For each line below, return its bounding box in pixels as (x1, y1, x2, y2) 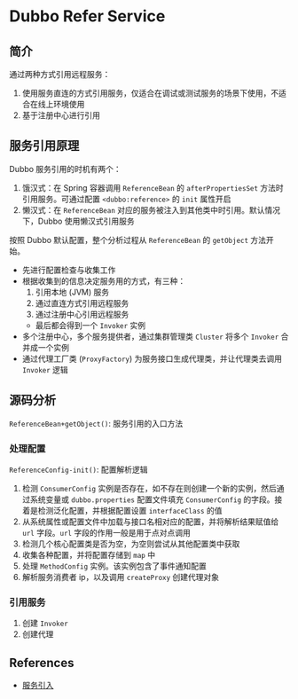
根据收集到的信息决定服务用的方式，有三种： (21, 275, 186, 286)
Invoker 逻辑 (21, 364, 68, 374)
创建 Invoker (21, 618, 68, 629)
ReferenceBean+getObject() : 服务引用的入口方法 (9, 418, 184, 428)
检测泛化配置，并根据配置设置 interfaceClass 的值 (37, 505, 223, 515)
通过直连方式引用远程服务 (35, 297, 129, 308)
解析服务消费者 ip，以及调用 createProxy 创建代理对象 (21, 571, 220, 582)
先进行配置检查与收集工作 (21, 264, 116, 275)
